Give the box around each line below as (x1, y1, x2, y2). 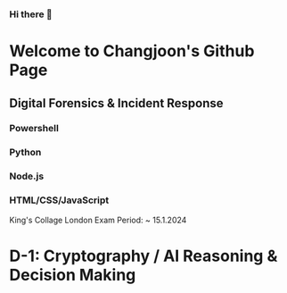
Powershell (9, 122, 60, 135)
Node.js (9, 170, 45, 182)
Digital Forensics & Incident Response (9, 96, 225, 111)
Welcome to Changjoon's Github (9, 41, 255, 62)
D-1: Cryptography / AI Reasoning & (9, 246, 278, 266)
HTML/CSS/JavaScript (9, 194, 110, 206)
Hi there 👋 (9, 8, 53, 21)
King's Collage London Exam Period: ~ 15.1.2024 (9, 214, 187, 225)
